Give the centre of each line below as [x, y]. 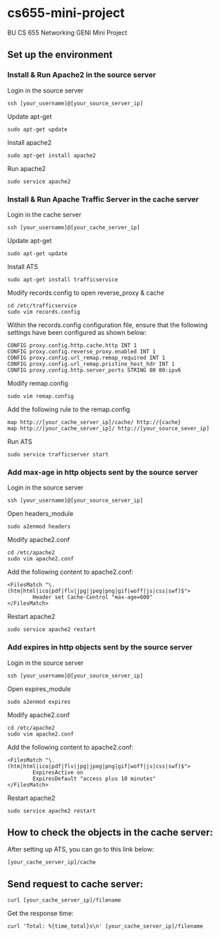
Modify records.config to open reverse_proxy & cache [86, 293]
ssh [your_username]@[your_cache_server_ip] [74, 228]
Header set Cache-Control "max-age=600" [93, 597]
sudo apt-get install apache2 [52, 155]
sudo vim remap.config [41, 396]
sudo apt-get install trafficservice [63, 279]
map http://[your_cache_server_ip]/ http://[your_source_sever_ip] [109, 428]
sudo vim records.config [44, 312]
